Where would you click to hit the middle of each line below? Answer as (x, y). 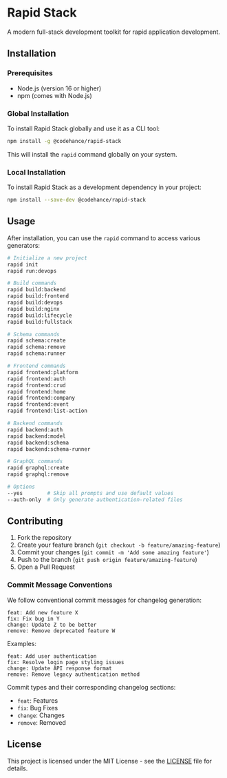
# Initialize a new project (47, 258)
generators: (23, 245)
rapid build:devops (35, 303)
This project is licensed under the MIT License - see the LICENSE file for (109, 761)
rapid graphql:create (38, 468)
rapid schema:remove (37, 347)
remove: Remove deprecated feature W (61, 631)
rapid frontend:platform (43, 372)
